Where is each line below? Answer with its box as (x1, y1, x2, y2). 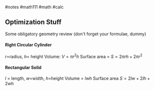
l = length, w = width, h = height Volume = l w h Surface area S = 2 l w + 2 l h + (5, 75, 151, 81)
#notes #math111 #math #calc (5, 4, 64, 10)
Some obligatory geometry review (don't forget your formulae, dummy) (5, 31, 146, 37)
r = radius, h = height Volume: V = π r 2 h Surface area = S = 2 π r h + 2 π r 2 (5, 53, 142, 60)
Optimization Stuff (5, 18, 62, 26)
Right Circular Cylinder (5, 42, 52, 48)
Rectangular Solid (5, 65, 42, 71)
